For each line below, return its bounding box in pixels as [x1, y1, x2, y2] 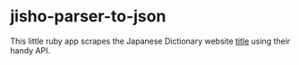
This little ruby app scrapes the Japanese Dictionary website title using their [10, 36, 291, 46]
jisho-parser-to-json [10, 6, 167, 27]
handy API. [10, 45, 51, 55]
